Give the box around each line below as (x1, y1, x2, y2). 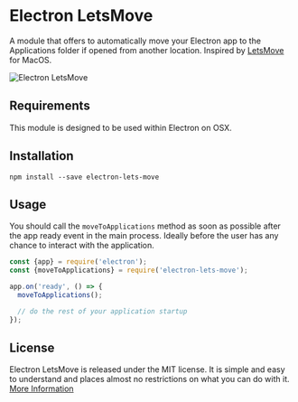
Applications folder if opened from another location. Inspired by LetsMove (9, 44, 284, 55)
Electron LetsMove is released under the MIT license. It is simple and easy (9, 364, 286, 375)
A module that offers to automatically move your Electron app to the (9, 35, 262, 46)
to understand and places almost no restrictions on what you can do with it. (9, 374, 290, 385)
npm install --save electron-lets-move (9, 173, 160, 182)
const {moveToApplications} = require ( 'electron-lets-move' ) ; (9, 266, 248, 276)
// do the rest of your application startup (17, 306, 188, 316)
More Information (9, 383, 74, 394)
